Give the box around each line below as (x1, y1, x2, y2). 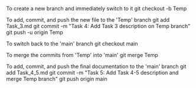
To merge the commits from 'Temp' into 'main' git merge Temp (6, 52, 158, 58)
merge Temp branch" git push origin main (6, 76, 107, 82)
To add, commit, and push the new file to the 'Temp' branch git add (6, 16, 170, 23)
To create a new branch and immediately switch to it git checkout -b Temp (6, 5, 187, 12)
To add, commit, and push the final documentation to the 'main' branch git (6, 63, 187, 70)
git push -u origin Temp (6, 29, 63, 36)
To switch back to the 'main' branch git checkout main (6, 40, 138, 47)
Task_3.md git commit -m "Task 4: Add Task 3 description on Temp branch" (6, 23, 191, 29)
